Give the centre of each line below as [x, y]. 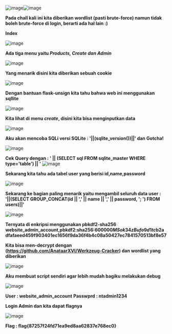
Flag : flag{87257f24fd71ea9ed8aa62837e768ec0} [61, 326]
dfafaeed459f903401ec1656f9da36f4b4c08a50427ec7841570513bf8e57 [86, 235]
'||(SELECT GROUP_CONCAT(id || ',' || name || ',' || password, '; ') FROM [83, 199]
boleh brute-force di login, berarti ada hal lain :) [57, 23]
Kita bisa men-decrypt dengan [39, 245]
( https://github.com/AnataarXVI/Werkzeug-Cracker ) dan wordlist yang [83, 251]
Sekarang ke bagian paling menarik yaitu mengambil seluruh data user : [83, 193]
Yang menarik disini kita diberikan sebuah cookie [59, 73]
